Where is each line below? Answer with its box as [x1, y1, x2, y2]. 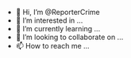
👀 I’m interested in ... [15, 16, 83, 25]
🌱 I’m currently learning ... [15, 24, 101, 33]
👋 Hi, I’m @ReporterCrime [15, 8, 101, 16]
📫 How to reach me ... [15, 42, 90, 50]
